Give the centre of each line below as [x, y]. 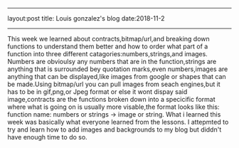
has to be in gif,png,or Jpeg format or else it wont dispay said [97, 92]
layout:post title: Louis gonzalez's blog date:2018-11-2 [86, 18]
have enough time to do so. [47, 137]
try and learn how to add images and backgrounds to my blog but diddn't [115, 129]
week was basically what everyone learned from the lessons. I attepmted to [118, 122]
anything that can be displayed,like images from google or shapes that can [117, 76]
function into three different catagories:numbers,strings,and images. [107, 54]
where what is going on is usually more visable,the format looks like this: [113, 107]
